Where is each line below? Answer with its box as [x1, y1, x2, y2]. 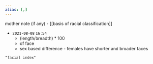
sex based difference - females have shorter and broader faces [19, 45, 149, 51]
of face [19, 40, 34, 46]
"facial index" [5, 55, 36, 60]
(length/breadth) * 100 [19, 35, 65, 41]
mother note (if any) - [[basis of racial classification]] [5, 21, 112, 26]
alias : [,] [5, 7, 28, 12]
